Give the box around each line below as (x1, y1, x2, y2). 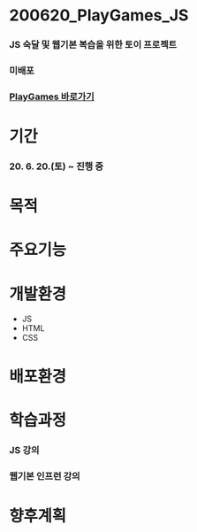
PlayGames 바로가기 (9, 90, 95, 103)
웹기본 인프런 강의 (9, 470, 81, 482)
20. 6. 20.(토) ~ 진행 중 (9, 160, 104, 173)
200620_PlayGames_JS (9, 5, 189, 26)
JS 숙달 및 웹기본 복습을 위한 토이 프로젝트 (9, 39, 178, 51)
